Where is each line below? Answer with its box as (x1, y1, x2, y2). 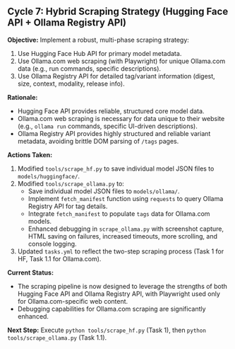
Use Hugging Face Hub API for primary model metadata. (17, 49, 182, 57)
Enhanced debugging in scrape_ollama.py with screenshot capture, (28, 224, 224, 233)
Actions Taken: (7, 150, 53, 159)
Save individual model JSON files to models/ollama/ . (28, 187, 180, 195)
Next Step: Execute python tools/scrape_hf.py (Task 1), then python (7, 326, 207, 334)
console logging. (28, 239, 77, 248)
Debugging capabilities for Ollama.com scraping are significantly (17, 304, 206, 313)
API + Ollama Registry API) (7, 17, 127, 29)
